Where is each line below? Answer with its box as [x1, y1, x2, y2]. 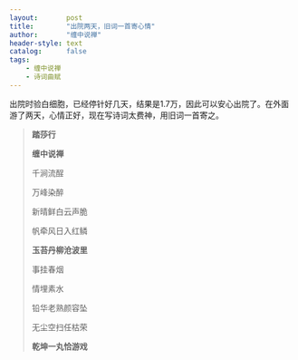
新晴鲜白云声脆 [31, 206, 88, 217]
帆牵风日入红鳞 [31, 225, 88, 236]
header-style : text [9, 38, 83, 48]
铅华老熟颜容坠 [31, 302, 88, 313]
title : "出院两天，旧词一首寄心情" [9, 22, 156, 31]
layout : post [9, 13, 83, 23]
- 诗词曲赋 [25, 73, 62, 82]
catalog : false [9, 47, 88, 56]
